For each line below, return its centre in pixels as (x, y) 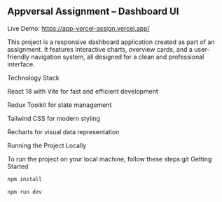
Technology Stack (33, 78)
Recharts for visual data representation (63, 131)
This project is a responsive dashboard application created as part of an (111, 42)
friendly (19, 57)
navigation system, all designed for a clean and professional (118, 57)
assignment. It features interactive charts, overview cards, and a (100, 49)
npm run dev (25, 192)
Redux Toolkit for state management (60, 105)
